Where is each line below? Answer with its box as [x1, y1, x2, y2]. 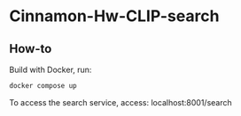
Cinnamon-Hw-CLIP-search [9, 6, 220, 26]
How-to [9, 41, 52, 56]
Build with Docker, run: [9, 64, 92, 75]
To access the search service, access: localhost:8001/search [9, 97, 232, 107]
